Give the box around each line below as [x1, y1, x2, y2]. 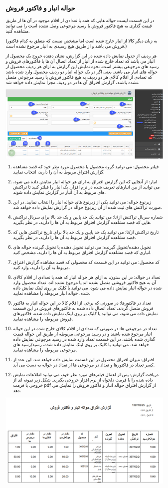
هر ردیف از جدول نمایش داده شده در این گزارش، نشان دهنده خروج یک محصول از [5, 53, 157, 59]
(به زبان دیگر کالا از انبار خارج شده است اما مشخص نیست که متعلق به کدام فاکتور [5, 38, 158, 44]
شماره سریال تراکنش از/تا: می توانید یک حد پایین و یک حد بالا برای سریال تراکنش [12, 214, 163, 220]
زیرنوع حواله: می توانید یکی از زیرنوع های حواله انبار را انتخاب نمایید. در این [12, 199, 152, 205]
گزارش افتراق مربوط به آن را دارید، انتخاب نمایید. [12, 169, 105, 175]
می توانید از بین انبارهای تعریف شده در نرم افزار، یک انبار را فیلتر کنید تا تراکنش [12, 184, 160, 190]
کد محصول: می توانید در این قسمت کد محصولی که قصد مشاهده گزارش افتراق [12, 259, 160, 265]
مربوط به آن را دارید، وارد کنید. [12, 265, 70, 271]
